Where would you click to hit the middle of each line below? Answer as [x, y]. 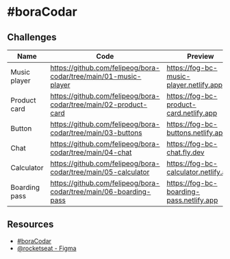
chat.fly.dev [186, 152]
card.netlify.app [192, 113]
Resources [30, 224]
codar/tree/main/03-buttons [96, 133]
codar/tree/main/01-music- [96, 76]
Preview [201, 56]
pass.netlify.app [192, 200]
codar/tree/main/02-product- [99, 105]
